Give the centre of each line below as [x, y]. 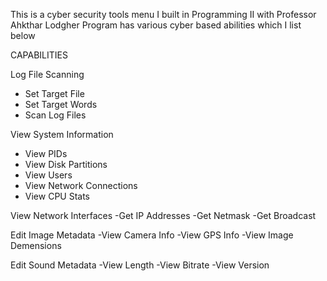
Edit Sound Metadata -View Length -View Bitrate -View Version [140, 265]
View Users [48, 175]
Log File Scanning [47, 74]
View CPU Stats [57, 196]
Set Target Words [61, 104]
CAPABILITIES [39, 55]
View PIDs [46, 153]
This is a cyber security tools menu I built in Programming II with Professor [163, 14]
